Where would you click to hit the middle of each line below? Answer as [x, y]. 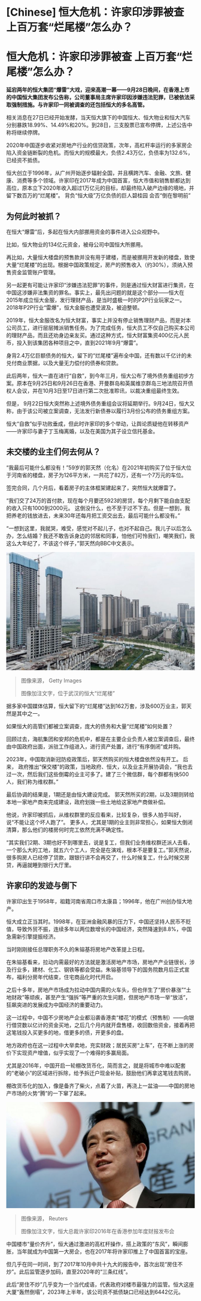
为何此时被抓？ [34, 216]
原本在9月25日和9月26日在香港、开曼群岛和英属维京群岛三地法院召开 [102, 383]
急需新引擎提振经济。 [32, 936]
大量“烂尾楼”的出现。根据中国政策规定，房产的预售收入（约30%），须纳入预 [100, 265]
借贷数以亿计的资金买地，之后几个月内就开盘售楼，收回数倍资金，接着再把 [103, 1025]
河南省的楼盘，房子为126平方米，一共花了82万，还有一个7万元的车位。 [99, 475]
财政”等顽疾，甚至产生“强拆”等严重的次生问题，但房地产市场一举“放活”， [101, 997]
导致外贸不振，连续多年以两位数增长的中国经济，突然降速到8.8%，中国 [104, 929]
